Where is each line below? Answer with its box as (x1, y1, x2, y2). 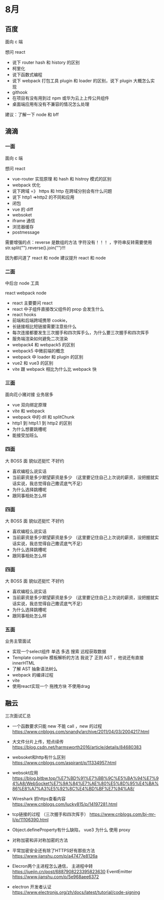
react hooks (12, 311, 37, 317)
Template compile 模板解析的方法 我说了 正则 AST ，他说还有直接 (12, 655, 144, 660)
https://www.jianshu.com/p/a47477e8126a (12, 853, 98, 859)
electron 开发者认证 (12, 884, 52, 890)
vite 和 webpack (12, 408, 45, 414)
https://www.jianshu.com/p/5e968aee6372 (12, 874, 99, 880)
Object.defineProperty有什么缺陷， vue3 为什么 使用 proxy (12, 827, 131, 833)
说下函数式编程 (12, 72, 42, 78)
